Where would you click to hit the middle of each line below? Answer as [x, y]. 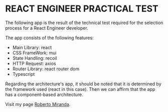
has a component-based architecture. [44, 94]
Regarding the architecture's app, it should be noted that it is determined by [83, 84]
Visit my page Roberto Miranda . [38, 104]
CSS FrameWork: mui [34, 53]
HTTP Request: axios [34, 63]
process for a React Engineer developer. [47, 28]
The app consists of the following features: [49, 38]
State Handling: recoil [35, 58]
